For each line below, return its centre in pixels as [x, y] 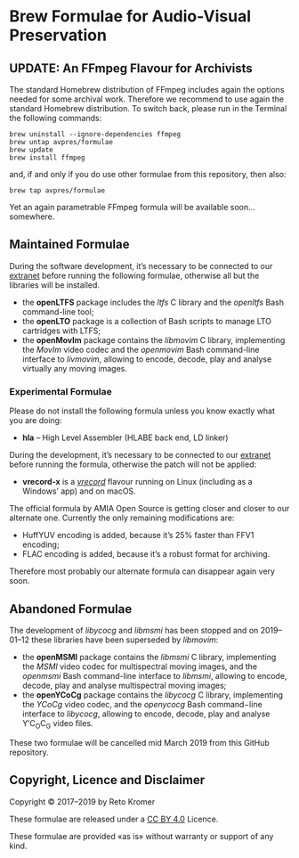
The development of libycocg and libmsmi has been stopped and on [134, 630]
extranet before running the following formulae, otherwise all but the [134, 275]
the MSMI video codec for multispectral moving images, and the [140, 666]
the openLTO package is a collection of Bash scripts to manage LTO [147, 321]
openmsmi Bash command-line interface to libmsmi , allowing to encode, [154, 675]
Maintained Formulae [69, 245]
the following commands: [56, 118]
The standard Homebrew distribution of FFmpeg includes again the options [147, 90]
